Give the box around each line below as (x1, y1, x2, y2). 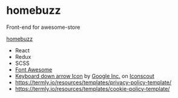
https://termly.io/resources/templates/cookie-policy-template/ (15, 85, 170, 92)
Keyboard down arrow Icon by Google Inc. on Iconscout (15, 72, 154, 79)
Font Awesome (15, 66, 53, 73)
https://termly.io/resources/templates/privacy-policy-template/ (15, 79, 171, 86)
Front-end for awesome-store (6, 23, 81, 31)
